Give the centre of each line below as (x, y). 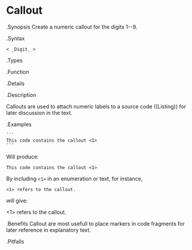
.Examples (19, 124)
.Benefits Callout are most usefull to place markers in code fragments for (95, 223)
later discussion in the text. (39, 112)
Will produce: (22, 157)
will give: (17, 201)
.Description (21, 95)
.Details (16, 83)
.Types (14, 60)
